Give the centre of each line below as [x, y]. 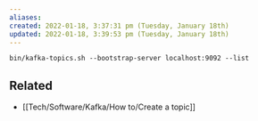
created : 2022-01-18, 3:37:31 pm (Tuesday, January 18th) [119, 26]
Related [31, 85]
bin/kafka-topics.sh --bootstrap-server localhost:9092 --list [129, 59]
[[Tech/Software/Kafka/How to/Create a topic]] [109, 107]
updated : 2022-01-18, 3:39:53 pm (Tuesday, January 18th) [119, 34]
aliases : [25, 17]
